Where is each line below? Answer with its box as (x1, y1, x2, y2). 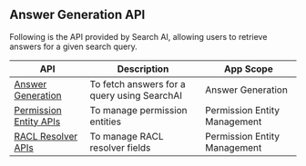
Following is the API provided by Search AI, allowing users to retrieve (9, 31, 268, 42)
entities (89, 115, 121, 128)
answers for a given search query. (9, 41, 138, 52)
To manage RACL (89, 130, 164, 142)
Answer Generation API (9, 7, 146, 23)
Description (117, 63, 169, 75)
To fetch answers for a (89, 77, 186, 90)
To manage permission (89, 103, 189, 116)
